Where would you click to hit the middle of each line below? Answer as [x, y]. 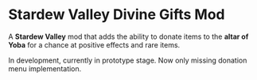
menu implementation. [45, 68]
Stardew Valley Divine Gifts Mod [117, 15]
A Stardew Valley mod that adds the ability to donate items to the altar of [128, 36]
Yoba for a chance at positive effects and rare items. [94, 44]
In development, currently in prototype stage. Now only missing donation [128, 60]
